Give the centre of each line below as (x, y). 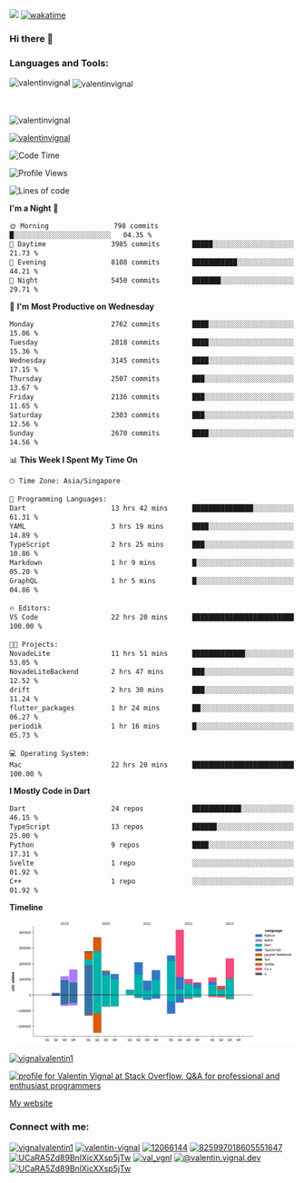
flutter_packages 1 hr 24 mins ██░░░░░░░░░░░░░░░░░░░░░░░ (152, 708)
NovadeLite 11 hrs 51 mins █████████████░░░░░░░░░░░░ (152, 653)
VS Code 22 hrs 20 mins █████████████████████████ (152, 617)
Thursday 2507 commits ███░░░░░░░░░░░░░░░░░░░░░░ (152, 378)
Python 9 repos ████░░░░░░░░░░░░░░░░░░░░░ (152, 845)
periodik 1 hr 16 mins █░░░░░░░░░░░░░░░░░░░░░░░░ (152, 726)
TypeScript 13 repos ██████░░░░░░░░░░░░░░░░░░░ (152, 827)
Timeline (26, 907)
